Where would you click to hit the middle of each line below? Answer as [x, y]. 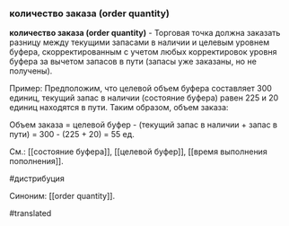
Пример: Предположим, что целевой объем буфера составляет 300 [140, 89]
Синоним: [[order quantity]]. [62, 196]
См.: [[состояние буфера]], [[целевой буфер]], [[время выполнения [138, 152]
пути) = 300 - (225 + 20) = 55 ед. [72, 135]
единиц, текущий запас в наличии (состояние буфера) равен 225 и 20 [144, 98]
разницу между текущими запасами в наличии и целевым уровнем [140, 42]
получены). [31, 71]
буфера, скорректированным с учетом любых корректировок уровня [143, 52]
